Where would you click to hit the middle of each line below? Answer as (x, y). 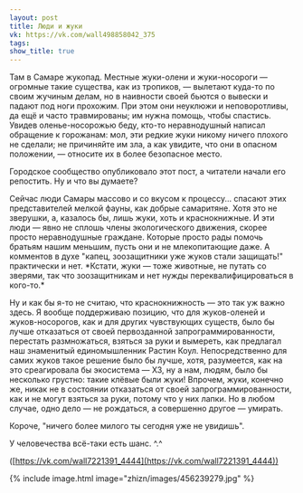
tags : (19, 43)
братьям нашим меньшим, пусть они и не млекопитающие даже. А (140, 247)
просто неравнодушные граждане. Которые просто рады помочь (137, 237)
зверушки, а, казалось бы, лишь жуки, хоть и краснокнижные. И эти (142, 218)
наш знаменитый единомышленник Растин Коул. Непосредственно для (148, 351)
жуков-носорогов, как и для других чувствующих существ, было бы (142, 322)
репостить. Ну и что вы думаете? (74, 181)
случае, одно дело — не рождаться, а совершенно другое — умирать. (146, 409)
